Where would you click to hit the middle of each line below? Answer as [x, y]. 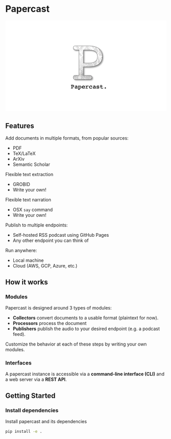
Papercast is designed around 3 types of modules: [58, 308]
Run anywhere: [21, 251]
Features [20, 126]
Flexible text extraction [29, 175]
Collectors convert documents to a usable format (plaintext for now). [85, 318]
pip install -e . [24, 431]
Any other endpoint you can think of [51, 241]
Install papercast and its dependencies [46, 421]
